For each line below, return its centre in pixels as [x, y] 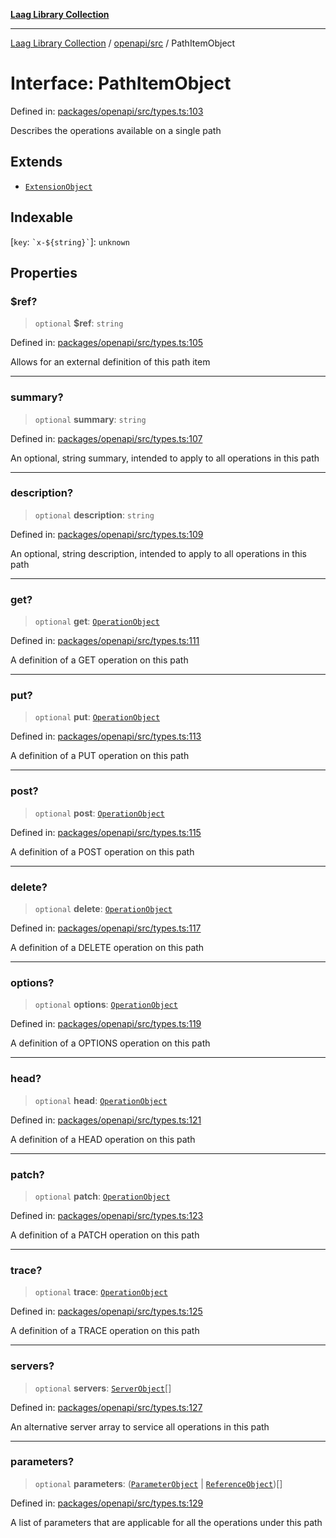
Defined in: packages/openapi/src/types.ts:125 [106, 1311]
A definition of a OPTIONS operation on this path [110, 1043]
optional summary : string [90, 419]
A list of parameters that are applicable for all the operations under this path [166, 1522]
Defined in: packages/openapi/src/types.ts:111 [105, 641]
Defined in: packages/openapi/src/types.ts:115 [106, 832]
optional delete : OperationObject [103, 909]
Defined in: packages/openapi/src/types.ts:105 [107, 343]
